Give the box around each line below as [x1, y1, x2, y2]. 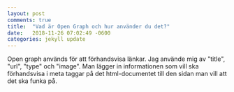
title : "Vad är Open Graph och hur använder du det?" [7, 23, 170, 30]
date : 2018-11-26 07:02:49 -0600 [7, 29, 111, 37]
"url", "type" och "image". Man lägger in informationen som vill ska [7, 62, 199, 71]
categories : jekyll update [7, 36, 86, 43]
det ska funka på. [7, 77, 57, 85]
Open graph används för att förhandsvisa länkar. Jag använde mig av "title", [7, 55, 226, 63]
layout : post [7, 10, 45, 17]
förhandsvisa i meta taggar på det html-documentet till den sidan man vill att [7, 70, 227, 78]
